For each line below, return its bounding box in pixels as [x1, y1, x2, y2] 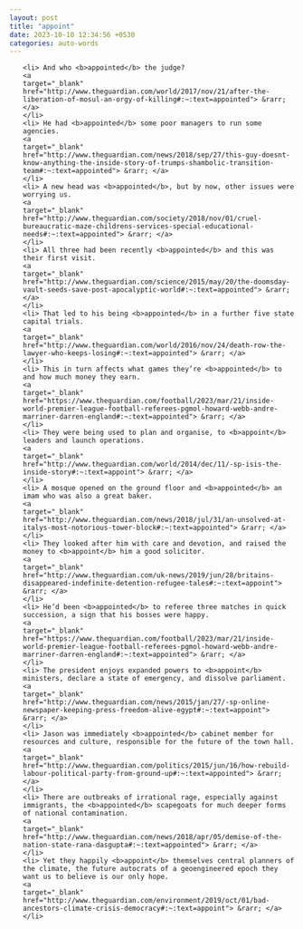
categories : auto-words [9, 38, 99, 48]
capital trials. [22, 317, 84, 326]
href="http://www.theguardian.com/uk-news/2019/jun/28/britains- [22, 571, 274, 580]
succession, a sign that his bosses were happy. [22, 611, 210, 620]
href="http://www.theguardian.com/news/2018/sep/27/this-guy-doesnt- [22, 150, 291, 160]
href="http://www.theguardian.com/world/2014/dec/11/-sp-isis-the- [22, 460, 282, 469]
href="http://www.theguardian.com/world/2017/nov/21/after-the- [22, 87, 270, 96]
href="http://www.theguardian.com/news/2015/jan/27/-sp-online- [22, 698, 270, 707]
